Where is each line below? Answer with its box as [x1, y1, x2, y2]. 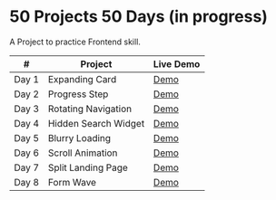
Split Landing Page [47, 161, 129, 174]
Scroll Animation [47, 147, 118, 159]
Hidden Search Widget [47, 117, 145, 129]
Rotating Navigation [47, 102, 133, 115]
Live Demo [153, 57, 201, 70]
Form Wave [47, 176, 97, 188]
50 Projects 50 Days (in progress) [9, 6, 268, 27]
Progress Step [47, 88, 109, 100]
